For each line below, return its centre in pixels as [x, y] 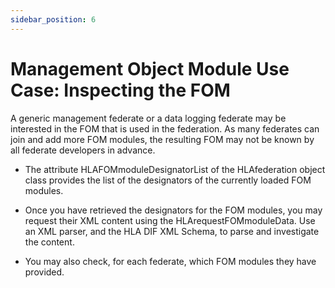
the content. [49, 242]
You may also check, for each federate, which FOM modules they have [170, 261]
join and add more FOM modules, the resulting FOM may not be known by [162, 139]
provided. [44, 272]
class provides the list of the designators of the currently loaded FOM [168, 180]
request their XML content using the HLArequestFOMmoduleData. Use [170, 220]
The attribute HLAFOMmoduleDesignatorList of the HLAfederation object [175, 169]
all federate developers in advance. [83, 150]
